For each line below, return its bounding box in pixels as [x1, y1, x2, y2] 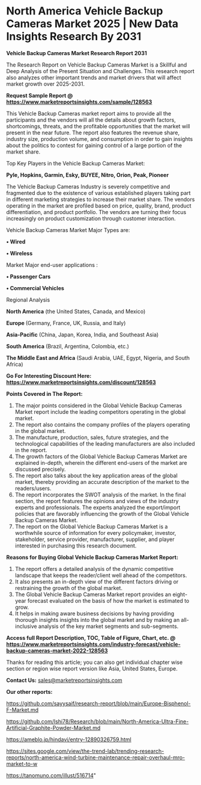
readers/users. [14, 485, 52, 492]
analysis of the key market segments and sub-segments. [38, 622, 179, 630]
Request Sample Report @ [6, 92, 73, 99]
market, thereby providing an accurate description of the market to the [14, 478, 190, 485]
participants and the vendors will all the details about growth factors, [6, 116, 176, 124]
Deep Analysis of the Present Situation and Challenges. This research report [6, 67, 195, 74]
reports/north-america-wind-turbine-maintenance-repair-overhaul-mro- [6, 754, 185, 761]
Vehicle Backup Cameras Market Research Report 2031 [6, 49, 147, 56]
